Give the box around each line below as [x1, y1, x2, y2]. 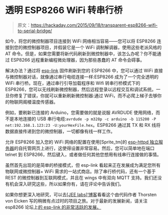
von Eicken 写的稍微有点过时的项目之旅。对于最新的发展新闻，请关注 [5, 197, 148, 203]
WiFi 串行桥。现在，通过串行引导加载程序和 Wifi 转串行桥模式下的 [5, 80, 140, 86]
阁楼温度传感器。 [22, 99, 58, 105]
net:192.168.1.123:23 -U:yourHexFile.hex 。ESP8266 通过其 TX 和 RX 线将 [5, 122, 160, 128]
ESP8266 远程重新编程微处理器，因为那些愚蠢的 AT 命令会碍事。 [11, 57, 145, 63]
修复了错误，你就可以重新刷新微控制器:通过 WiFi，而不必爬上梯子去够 [14, 92, 157, 98]
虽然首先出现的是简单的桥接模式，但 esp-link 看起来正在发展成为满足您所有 [5, 162, 161, 168]
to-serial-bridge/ [17, 28, 52, 34]
